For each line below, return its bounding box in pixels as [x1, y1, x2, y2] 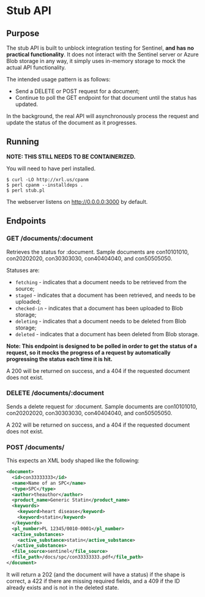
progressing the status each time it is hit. [6, 355, 113, 362]
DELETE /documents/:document [6, 389, 104, 397]
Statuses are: [6, 266, 40, 274]
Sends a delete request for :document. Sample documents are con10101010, [6, 402, 198, 410]
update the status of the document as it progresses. [6, 119, 138, 126]
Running [6, 137, 40, 147]
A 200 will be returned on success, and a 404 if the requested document [6, 367, 190, 374]
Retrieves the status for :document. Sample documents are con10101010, [6, 248, 190, 255]
